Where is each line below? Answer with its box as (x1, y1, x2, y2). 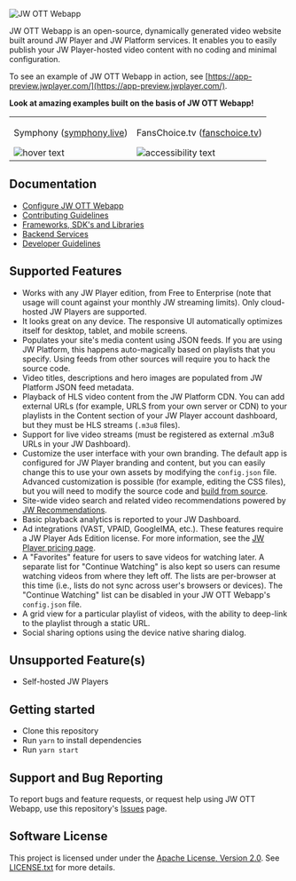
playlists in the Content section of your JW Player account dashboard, (21, 409, 277, 421)
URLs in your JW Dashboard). (21, 438, 131, 448)
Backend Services (21, 228, 89, 239)
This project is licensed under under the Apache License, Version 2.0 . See (9, 853, 280, 863)
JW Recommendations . (21, 504, 108, 515)
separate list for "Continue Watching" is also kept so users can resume (21, 560, 281, 572)
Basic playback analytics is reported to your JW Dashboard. (21, 513, 241, 524)
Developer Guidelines (21, 238, 101, 249)
